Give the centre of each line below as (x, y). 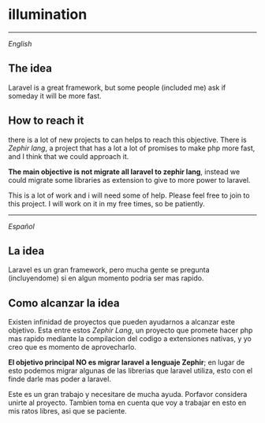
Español (22, 226)
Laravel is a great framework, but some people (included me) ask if (117, 87)
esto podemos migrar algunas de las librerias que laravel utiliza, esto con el (131, 371)
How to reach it (46, 121)
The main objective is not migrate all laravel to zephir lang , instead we (124, 172)
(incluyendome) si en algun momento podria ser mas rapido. (106, 278)
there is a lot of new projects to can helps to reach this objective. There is (127, 139)
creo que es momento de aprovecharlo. (72, 347)
